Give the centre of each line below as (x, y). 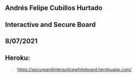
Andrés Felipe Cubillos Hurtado (54, 8)
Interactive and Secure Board (50, 25)
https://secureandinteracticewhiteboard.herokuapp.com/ (74, 69)
